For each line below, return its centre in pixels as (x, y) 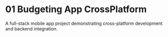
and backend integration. (32, 28)
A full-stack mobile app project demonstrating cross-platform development (84, 23)
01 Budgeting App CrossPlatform (76, 9)
